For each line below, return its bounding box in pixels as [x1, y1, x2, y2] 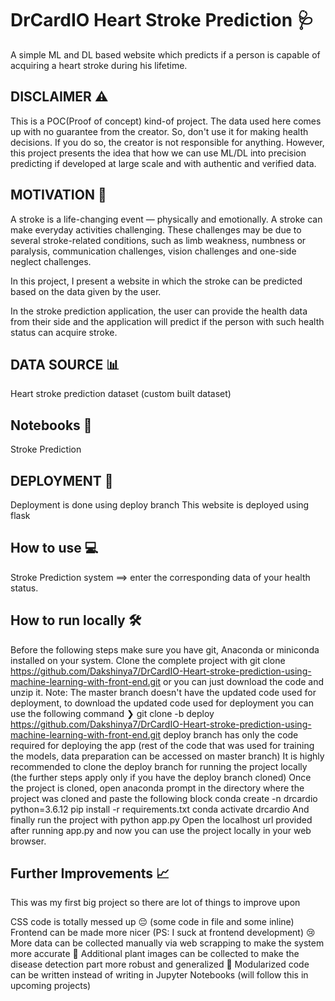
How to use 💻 [10, 540, 99, 557]
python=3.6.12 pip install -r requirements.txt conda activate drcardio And [10, 803, 310, 815]
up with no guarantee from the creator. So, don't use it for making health [10, 125, 309, 137]
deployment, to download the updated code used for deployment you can [10, 697, 314, 709]
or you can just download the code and [162, 675, 325, 687]
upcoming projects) [10, 980, 92, 992]
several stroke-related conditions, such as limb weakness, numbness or [10, 234, 307, 246]
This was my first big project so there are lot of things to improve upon [10, 897, 301, 909]
